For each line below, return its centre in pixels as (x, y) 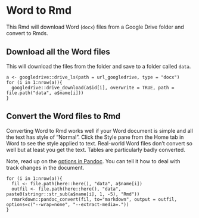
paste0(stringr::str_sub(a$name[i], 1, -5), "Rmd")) (73, 194)
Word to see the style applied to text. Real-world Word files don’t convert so (99, 143)
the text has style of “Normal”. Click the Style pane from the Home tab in (95, 137)
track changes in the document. (45, 167)
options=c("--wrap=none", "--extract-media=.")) (68, 204)
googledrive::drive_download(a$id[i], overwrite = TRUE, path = (93, 88)
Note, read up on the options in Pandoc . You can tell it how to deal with (93, 161)
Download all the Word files (58, 52)
